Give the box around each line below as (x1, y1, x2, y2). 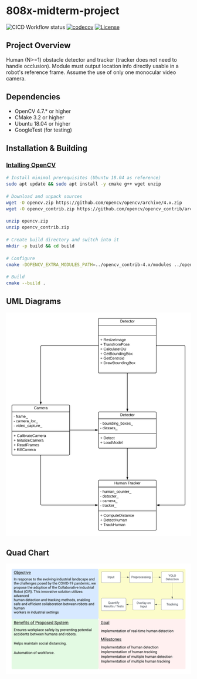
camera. (6, 75, 26, 82)
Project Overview (6, 41, 71, 51)
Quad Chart (6, 547, 50, 557)
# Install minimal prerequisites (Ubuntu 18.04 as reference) (6, 175, 161, 181)
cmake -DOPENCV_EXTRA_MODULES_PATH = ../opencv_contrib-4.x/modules (6, 261, 172, 268)
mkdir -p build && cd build (6, 243, 75, 249)
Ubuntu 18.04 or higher (14, 120, 71, 127)
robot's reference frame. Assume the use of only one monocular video (6, 69, 176, 76)
